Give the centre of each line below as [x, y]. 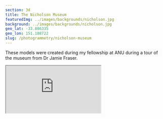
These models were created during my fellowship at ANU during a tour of [82, 52]
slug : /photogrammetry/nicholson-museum [49, 38]
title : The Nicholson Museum [36, 15]
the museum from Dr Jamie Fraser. [42, 58]
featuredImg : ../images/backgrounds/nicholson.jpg [60, 19]
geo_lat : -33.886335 [27, 29]
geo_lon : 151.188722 [27, 33]
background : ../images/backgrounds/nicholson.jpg [59, 24]
